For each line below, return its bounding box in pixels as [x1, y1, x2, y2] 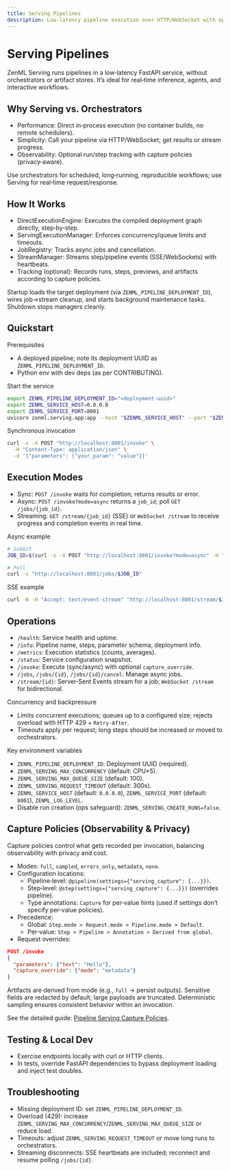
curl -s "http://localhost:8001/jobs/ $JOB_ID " [7, 571, 142, 578]
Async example [7, 532, 51, 541]
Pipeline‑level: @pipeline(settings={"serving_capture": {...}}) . [27, 876, 212, 885]
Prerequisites [7, 340, 44, 348]
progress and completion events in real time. [16, 519, 143, 527]
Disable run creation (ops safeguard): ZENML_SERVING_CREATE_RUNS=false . [16, 803, 221, 812]
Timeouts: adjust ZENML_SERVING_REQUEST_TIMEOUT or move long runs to [16, 1133, 215, 1142]
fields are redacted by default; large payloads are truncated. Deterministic [7, 993, 216, 1002]
